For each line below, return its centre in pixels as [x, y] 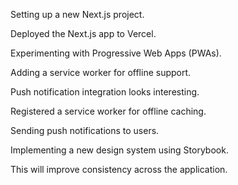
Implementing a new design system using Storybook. [119, 150]
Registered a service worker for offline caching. [108, 111]
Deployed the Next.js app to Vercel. [83, 33]
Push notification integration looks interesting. [105, 92]
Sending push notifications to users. [85, 130]
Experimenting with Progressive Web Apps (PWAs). [116, 53]
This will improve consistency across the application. [119, 169]
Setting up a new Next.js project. [77, 14]
